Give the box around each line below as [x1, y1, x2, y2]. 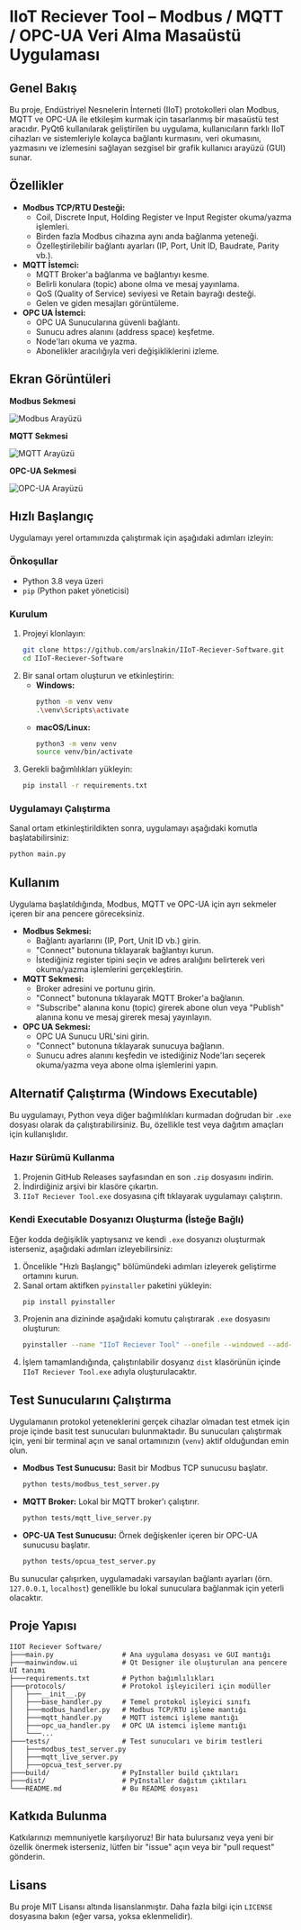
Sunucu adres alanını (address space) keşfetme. [35, 326, 215, 337]
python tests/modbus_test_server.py [22, 1480, 160, 1489]
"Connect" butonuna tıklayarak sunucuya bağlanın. [35, 1041, 225, 1051]
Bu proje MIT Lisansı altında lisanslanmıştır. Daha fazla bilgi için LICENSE [9, 1901, 273, 1912]
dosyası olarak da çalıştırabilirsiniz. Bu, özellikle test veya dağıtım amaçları [9, 1119, 284, 1130]
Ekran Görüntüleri [9, 372, 111, 387]
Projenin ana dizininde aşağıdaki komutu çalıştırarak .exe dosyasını [22, 1313, 270, 1324]
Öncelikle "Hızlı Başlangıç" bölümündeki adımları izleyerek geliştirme [22, 1260, 277, 1271]
